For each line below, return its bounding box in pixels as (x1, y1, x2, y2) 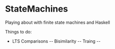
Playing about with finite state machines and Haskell (5, 19, 110, 25)
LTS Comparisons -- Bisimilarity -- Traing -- (12, 38, 101, 44)
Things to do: (5, 29, 32, 34)
